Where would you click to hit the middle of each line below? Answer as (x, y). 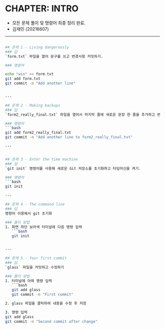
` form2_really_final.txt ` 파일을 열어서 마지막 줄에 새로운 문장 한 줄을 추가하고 (80, 115)
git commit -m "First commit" (42, 295)
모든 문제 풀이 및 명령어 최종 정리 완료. (49, 23)
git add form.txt (23, 79)
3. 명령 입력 (16, 312)
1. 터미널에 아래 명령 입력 (29, 281)
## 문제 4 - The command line (35, 204)
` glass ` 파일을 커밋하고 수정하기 (35, 267)
